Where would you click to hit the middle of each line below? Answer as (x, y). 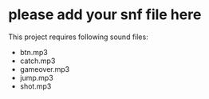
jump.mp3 (36, 77)
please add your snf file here (105, 15)
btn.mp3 (34, 52)
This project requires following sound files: (79, 37)
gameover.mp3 (45, 69)
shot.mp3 (35, 86)
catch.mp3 (37, 61)
